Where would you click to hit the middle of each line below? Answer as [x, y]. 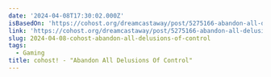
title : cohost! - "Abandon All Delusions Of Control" [101, 61]
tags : [17, 46]
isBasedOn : [27, 23]
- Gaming [30, 53]
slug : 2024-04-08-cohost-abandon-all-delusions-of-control [110, 38]
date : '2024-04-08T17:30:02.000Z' [67, 16]
